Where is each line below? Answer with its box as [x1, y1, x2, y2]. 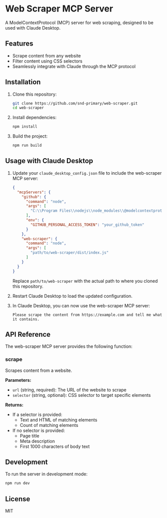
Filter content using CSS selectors [12, 58, 83, 64]
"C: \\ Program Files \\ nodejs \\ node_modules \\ [30, 208, 125, 213]
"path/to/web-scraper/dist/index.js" [30, 250, 109, 255]
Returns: [5, 401, 24, 408]
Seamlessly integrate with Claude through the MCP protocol [12, 63, 136, 69]
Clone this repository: [12, 91, 57, 97]
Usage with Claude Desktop [5, 157, 93, 165]
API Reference [5, 330, 51, 338]
